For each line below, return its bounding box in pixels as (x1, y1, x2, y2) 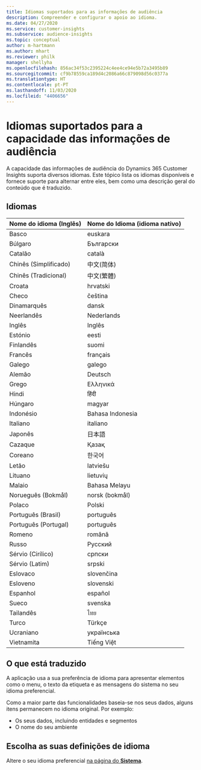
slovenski (87, 579, 114, 588)
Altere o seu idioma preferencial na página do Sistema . (6, 757, 143, 765)
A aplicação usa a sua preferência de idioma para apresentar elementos (6, 675, 185, 682)
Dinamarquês (9, 301, 47, 310)
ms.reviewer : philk (6, 54, 55, 60)
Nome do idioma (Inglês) (9, 219, 82, 228)
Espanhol (9, 589, 36, 597)
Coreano (9, 451, 34, 459)
